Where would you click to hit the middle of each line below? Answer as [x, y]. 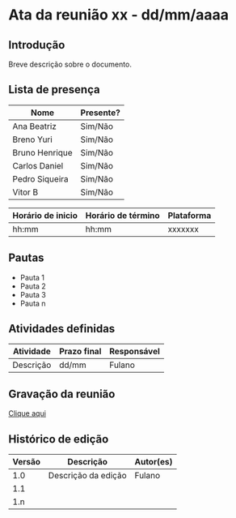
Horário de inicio [45, 215]
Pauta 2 [33, 286]
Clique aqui [27, 413]
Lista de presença [54, 90]
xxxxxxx [183, 229]
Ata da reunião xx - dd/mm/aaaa [118, 15]
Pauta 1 [32, 277]
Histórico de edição [59, 439]
